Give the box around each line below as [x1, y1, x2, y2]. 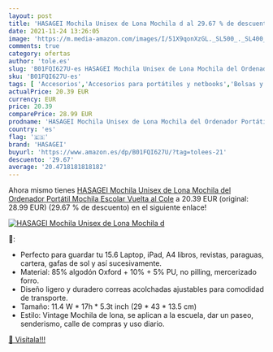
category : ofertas [8, 50, 71, 58]
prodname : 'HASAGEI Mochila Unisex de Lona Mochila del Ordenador [8, 118, 238, 126]
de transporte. [19, 293, 68, 303]
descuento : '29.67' [8, 155, 75, 163]
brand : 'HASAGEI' [8, 140, 67, 149]
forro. [19, 276, 39, 285]
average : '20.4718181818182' [8, 163, 107, 172]
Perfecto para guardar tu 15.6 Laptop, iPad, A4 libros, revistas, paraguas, [19, 250, 264, 260]
